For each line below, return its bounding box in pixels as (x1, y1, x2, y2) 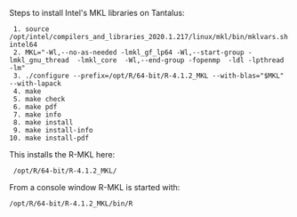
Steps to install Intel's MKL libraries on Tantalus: (9, 8, 185, 18)
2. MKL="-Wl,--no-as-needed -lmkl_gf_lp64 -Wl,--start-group (12, 48, 245, 57)
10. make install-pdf (9, 133, 90, 142)
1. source (12, 25, 50, 34)
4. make (12, 87, 42, 96)
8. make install (12, 118, 74, 127)
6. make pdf (12, 102, 58, 111)
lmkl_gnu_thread (9, 56, 69, 65)
